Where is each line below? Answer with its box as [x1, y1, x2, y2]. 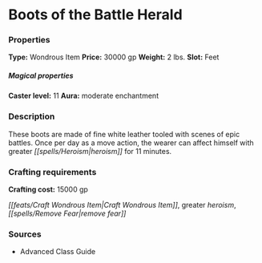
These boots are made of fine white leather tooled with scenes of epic [8, 129, 240, 139]
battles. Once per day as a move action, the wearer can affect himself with [8, 138, 254, 148]
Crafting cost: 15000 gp [8, 184, 88, 194]
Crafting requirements [8, 166, 97, 177]
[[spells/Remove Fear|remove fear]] [8, 208, 127, 218]
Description [8, 111, 55, 122]
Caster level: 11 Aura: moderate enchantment [8, 91, 159, 101]
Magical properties [8, 71, 74, 81]
